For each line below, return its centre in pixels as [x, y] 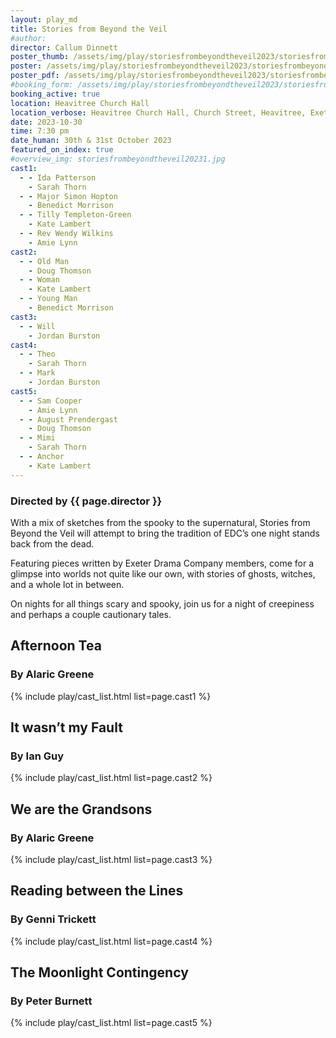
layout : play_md [44, 19]
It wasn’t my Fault [66, 727]
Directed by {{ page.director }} [86, 501]
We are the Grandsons [81, 809]
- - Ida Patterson [58, 177]
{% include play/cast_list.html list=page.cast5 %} [111, 1023]
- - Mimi [37, 438]
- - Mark [37, 373]
